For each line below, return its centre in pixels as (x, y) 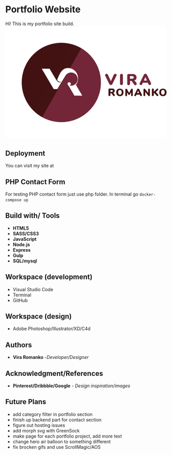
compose (14, 200)
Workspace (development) (49, 277)
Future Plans (26, 402)
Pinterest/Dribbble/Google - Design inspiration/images (71, 386)
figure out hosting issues (39, 425)
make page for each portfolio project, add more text (67, 436)
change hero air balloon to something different (62, 441)
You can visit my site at (30, 166)
